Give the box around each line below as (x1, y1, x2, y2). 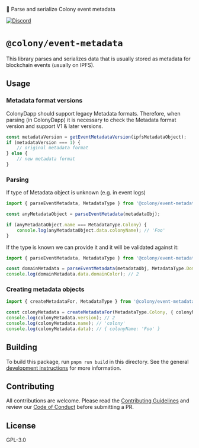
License (6, 421, 36, 431)
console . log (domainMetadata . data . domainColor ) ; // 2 (6, 271, 139, 277)
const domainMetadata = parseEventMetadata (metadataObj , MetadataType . (6, 265, 187, 272)
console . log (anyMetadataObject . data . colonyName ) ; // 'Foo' (17, 227, 166, 233)
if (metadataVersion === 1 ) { (6, 139, 81, 145)
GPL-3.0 (6, 436, 27, 444)
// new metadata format (17, 156, 76, 162)
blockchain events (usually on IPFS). (6, 61, 95, 68)
